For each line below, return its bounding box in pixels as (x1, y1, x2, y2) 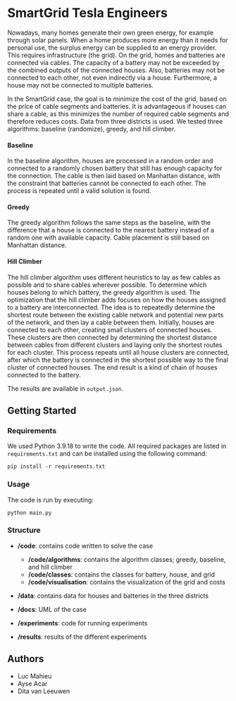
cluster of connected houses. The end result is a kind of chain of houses (7, 363, 218, 372)
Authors (7, 653, 44, 665)
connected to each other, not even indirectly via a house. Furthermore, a (7, 73, 217, 82)
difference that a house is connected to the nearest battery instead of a (7, 226, 215, 235)
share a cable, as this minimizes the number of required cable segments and (7, 110, 230, 118)
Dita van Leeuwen (17, 687, 70, 695)
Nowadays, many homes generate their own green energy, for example (7, 28, 213, 37)
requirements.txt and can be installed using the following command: (7, 449, 208, 458)
